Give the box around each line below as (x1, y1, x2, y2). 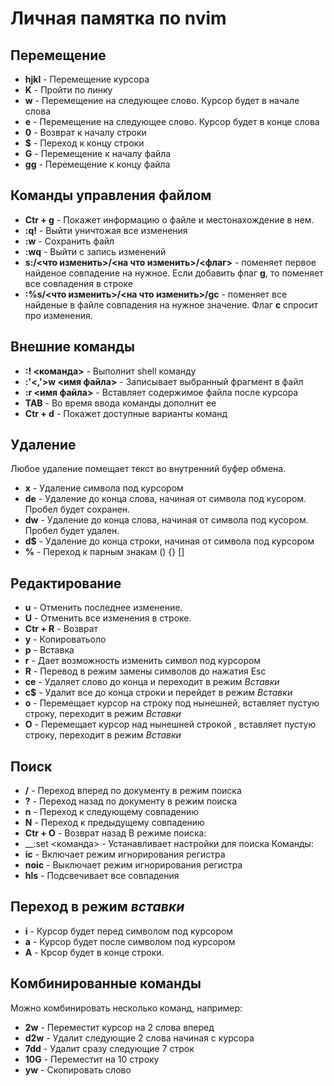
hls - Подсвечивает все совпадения (24, 870, 180, 882)
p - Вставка (24, 644, 75, 656)
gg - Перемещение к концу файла (24, 158, 171, 170)
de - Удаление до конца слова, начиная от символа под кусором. (24, 493, 307, 505)
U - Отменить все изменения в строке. (24, 612, 192, 624)
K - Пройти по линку (24, 84, 113, 96)
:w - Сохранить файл (24, 235, 115, 247)
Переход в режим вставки (10, 898, 185, 916)
